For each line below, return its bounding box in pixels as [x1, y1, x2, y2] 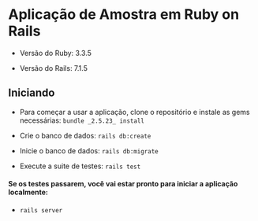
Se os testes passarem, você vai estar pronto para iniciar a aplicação [8, 179, 238, 189]
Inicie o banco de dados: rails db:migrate [19, 145, 159, 155]
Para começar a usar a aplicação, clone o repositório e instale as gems [19, 107, 250, 116]
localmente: [8, 187, 49, 197]
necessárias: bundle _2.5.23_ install [19, 116, 144, 125]
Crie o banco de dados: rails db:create [19, 131, 151, 140]
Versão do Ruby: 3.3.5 [19, 48, 92, 57]
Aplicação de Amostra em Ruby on [8, 6, 239, 24]
